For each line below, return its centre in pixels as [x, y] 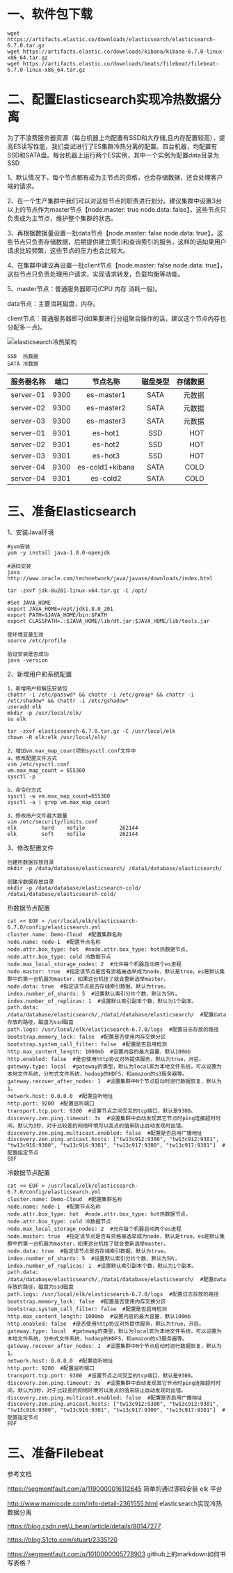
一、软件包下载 [50, 14]
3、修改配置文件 [31, 848]
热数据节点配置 [29, 908]
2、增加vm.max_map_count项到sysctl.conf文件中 [72, 751]
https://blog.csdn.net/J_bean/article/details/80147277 [84, 1526]
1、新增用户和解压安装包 [37, 688]
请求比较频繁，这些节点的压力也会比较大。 [68, 250]
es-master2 [106, 408]
